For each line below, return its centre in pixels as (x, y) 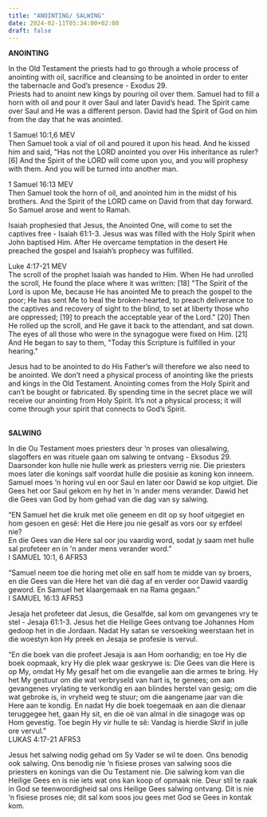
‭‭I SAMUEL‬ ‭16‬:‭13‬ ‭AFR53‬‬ (46, 598)
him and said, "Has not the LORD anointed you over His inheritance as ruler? (133, 152)
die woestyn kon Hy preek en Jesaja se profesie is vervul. (103, 639)
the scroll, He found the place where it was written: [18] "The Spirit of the (128, 284)
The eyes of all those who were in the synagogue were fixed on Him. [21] (128, 334)
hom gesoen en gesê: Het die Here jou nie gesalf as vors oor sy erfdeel (126, 523)
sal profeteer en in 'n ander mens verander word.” (90, 549)
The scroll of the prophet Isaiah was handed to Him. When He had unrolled (131, 275)
